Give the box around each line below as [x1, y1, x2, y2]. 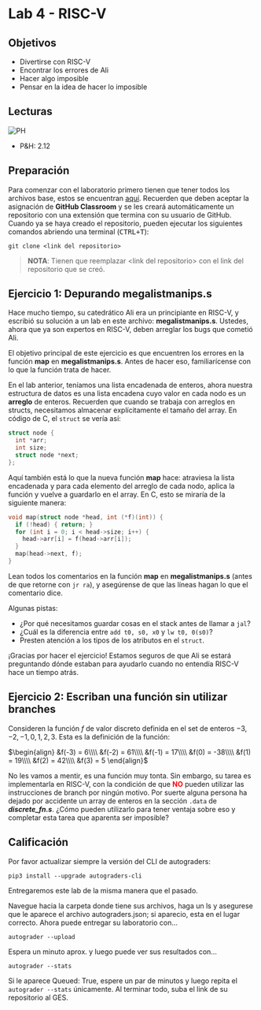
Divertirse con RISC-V [19, 57, 91, 66]
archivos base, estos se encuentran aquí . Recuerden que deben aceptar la [8, 193, 249, 203]
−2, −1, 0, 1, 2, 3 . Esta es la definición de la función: [8, 732, 171, 741]
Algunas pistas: [8, 603, 58, 613]
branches [8, 703, 57, 716]
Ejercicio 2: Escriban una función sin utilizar [8, 691, 228, 704]
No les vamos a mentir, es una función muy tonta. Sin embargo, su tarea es [8, 770, 252, 781]
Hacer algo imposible [19, 74, 89, 83]
